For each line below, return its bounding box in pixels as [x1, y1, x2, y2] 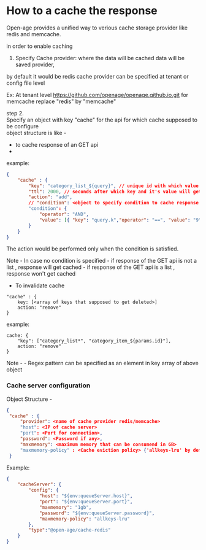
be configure [6, 122, 39, 130]
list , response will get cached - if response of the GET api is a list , [6, 263, 175, 271]
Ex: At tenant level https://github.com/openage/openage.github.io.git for [6, 91, 189, 98]
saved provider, [15, 61, 55, 68]
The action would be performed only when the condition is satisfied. [6, 245, 179, 252]
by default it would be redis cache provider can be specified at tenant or [6, 72, 189, 80]
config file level [6, 79, 45, 87]
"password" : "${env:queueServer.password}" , [39, 510, 155, 516]
